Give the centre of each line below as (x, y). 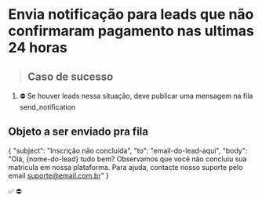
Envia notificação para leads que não (131, 14)
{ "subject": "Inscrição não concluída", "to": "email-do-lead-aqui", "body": (128, 150)
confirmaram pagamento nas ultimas (131, 31)
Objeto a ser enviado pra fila (78, 132)
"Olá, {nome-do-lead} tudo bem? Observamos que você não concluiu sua (127, 159)
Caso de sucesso (70, 76)
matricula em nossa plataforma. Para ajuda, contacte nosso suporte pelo (126, 167)
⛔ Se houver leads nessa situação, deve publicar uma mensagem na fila (136, 96)
